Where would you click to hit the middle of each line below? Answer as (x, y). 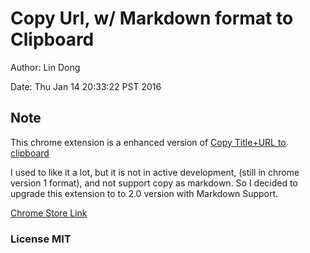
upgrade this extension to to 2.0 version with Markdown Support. (144, 193)
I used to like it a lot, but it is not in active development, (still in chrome (155, 172)
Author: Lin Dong (45, 67)
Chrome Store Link (49, 213)
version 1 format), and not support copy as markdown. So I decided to (154, 183)
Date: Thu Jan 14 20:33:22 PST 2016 (86, 86)
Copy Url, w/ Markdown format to (152, 18)
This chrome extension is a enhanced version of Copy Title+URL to (148, 142)
